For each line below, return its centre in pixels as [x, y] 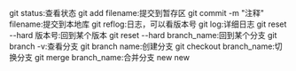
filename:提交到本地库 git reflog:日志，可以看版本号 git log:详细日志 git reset [148, 24]
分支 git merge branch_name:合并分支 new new [103, 57]
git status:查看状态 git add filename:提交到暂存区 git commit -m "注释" [136, 13]
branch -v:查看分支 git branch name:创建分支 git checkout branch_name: [142, 46]
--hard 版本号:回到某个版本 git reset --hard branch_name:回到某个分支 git [143, 35]
